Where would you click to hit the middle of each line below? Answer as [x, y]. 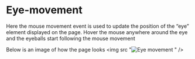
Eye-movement [45, 10]
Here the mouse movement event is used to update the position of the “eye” [97, 26]
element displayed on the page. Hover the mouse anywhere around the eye [97, 32]
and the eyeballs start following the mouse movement [71, 38]
